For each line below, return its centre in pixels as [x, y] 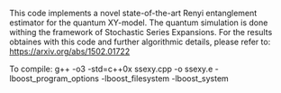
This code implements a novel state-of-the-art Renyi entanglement [133, 13]
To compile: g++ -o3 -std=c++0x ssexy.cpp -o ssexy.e [111, 69]
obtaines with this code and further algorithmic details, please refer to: [140, 42]
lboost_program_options [54, 79]
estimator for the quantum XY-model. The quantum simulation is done [139, 23]
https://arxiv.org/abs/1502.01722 [70, 51]
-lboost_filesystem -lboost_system [165, 79]
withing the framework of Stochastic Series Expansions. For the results [141, 32]
